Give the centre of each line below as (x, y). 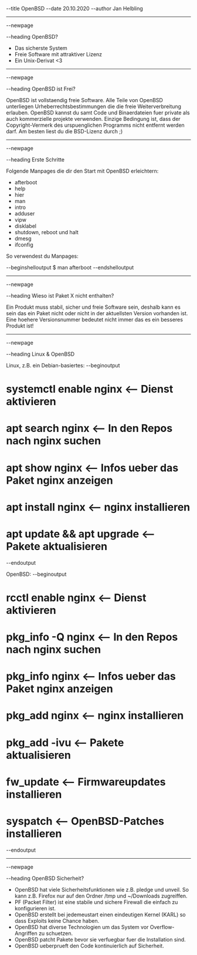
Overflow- (162, 927)
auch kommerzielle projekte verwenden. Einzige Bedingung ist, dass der (93, 119)
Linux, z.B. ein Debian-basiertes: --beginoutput (63, 365)
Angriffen (26, 933)
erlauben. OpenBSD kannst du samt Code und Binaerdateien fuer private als (98, 113)
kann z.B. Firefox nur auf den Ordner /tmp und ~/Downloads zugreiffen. (101, 896)
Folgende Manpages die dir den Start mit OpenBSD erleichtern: (82, 171)
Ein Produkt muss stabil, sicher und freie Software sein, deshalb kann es (93, 307)
